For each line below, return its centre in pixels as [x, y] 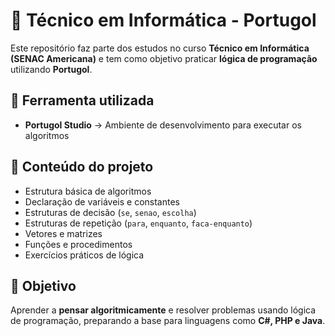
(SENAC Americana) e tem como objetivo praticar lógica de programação [164, 58]
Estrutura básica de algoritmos [88, 191]
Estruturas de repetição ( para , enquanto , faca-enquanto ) [138, 223]
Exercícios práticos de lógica [84, 255]
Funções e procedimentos [78, 244]
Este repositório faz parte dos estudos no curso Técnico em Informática [160, 48]
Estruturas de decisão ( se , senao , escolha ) [110, 212]
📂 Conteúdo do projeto [82, 167]
